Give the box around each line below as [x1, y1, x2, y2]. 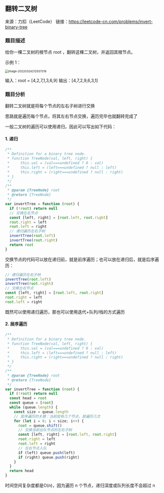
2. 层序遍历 [5, 321, 28, 327]
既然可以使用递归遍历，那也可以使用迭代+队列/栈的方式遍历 [5, 309, 125, 315]
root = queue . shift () [18, 423, 62, 428]
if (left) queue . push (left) [18, 450, 76, 455]
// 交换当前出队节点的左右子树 [18, 428, 72, 432]
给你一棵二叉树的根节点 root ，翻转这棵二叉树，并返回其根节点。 [5, 49, 136, 55]
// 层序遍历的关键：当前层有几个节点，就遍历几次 [14, 414, 101, 419]
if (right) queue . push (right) [18, 455, 80, 460]
